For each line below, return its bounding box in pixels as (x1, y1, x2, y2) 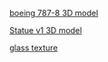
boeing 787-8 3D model (9, 8, 99, 18)
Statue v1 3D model (9, 25, 83, 35)
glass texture (9, 42, 58, 53)
